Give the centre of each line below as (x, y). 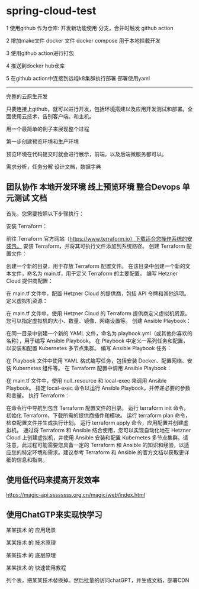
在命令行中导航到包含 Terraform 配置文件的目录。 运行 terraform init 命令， (98, 408)
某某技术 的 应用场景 (31, 530)
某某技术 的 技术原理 (31, 543)
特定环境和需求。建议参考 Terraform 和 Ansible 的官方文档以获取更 (103, 452)
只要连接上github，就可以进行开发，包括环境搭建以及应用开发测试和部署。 (97, 109)
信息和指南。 (32, 459)
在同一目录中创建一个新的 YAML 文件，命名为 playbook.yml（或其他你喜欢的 (99, 333)
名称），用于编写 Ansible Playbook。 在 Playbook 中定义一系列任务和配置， (97, 341)
